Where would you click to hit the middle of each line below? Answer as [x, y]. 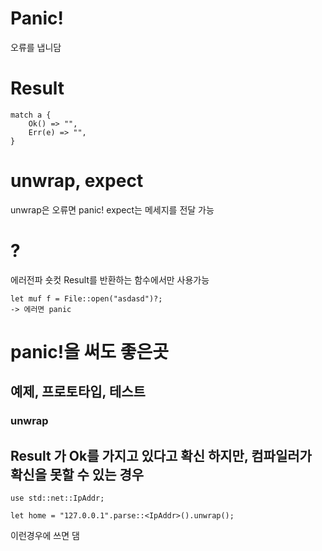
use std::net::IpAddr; [57, 498]
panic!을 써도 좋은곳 [89, 351]
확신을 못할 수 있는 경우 [77, 474]
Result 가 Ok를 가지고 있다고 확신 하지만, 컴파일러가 [161, 455]
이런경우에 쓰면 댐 [45, 536]
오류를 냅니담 [36, 47]
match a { [31, 115]
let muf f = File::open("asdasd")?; [86, 298]
